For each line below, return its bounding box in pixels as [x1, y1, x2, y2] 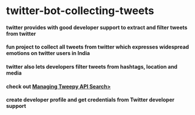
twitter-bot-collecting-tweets [6, 4, 154, 18]
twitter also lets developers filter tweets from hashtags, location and [6, 63, 178, 70]
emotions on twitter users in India [6, 50, 90, 57]
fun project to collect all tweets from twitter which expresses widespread [6, 43, 190, 50]
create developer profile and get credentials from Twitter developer [6, 96, 175, 103]
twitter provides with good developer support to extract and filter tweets [6, 23, 187, 31]
